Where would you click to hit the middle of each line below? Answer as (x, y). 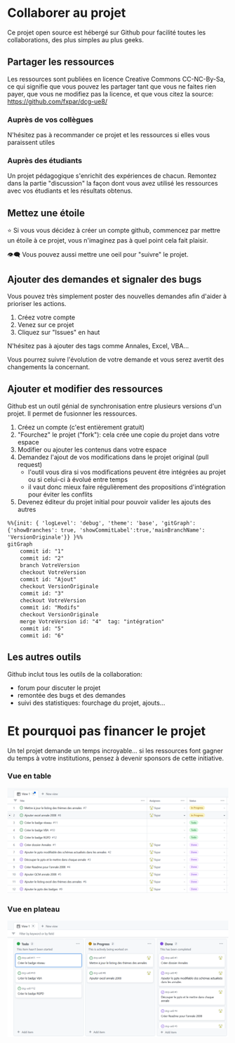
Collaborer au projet (67, 13)
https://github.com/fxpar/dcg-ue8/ (57, 101)
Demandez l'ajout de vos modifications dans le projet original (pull (113, 457)
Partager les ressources (61, 62)
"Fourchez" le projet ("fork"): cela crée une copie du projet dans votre (118, 435)
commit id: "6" (42, 635)
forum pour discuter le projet (59, 688)
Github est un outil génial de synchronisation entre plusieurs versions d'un (115, 406)
